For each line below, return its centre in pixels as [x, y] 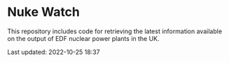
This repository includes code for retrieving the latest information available [115, 31]
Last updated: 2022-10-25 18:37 [54, 52]
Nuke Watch [44, 12]
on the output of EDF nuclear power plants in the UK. [83, 38]
